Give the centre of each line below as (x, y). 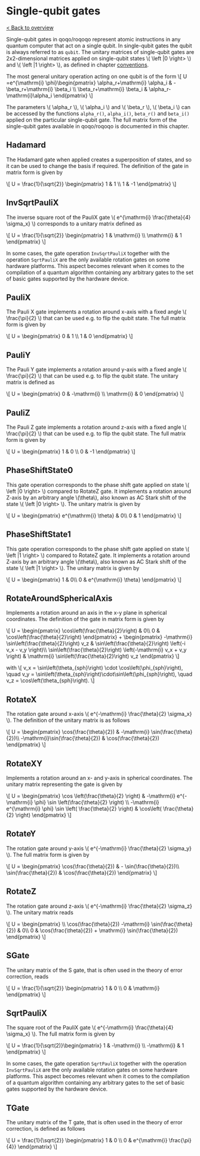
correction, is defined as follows (46, 1129)
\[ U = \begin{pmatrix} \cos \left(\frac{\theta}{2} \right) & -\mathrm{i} (91, 796)
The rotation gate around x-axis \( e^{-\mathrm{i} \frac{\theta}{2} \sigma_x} (99, 714)
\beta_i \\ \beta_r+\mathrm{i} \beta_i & (101, 89)
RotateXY (24, 764)
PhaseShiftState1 (39, 535)
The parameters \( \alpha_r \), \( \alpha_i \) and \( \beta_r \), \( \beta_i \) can (99, 107)
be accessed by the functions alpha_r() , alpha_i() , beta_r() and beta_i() (98, 113)
